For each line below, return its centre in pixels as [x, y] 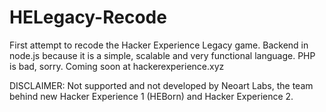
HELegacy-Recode [88, 17]
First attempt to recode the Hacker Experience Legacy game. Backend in [159, 45]
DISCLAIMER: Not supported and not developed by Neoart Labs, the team [161, 85]
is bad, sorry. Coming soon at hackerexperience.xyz [117, 66]
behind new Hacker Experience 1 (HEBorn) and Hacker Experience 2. [151, 96]
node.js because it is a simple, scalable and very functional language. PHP [162, 55]
